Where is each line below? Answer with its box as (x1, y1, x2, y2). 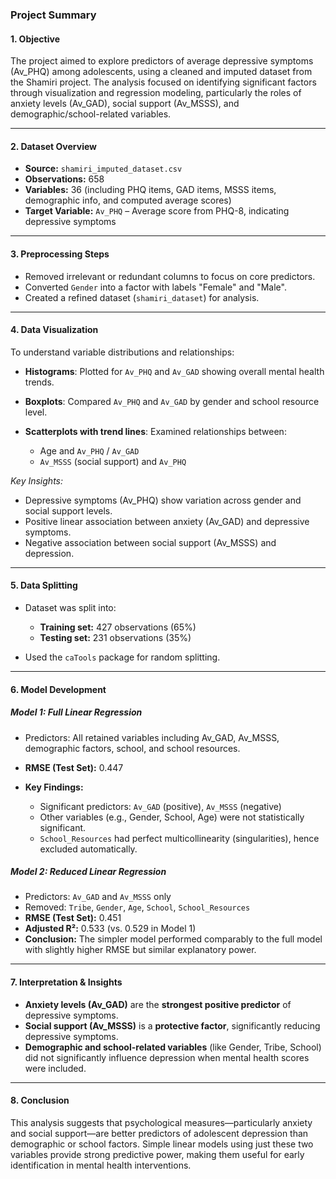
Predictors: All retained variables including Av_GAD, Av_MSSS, (24, 731, 280, 743)
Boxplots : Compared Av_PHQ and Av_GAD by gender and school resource (24, 395, 320, 407)
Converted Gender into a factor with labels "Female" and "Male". (24, 281, 287, 293)
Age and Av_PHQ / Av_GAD (39, 444, 140, 457)
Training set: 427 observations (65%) (39, 621, 197, 633)
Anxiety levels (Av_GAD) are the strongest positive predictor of (24, 998, 292, 1010)
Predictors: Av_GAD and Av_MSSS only (24, 891, 172, 903)
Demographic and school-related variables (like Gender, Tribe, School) (24, 1041, 322, 1053)
